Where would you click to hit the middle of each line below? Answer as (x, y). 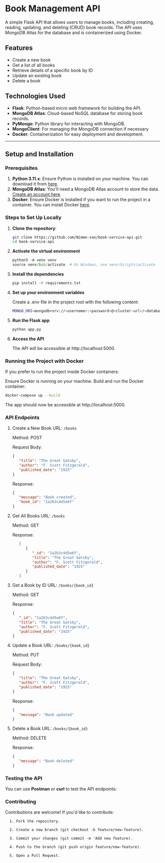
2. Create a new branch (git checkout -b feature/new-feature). (77, 830)
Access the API (28, 339)
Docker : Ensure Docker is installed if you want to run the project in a (81, 200)
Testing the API (24, 778)
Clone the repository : (34, 228)
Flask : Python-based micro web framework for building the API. (77, 108)
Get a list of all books (33, 65)
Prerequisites (21, 168)
